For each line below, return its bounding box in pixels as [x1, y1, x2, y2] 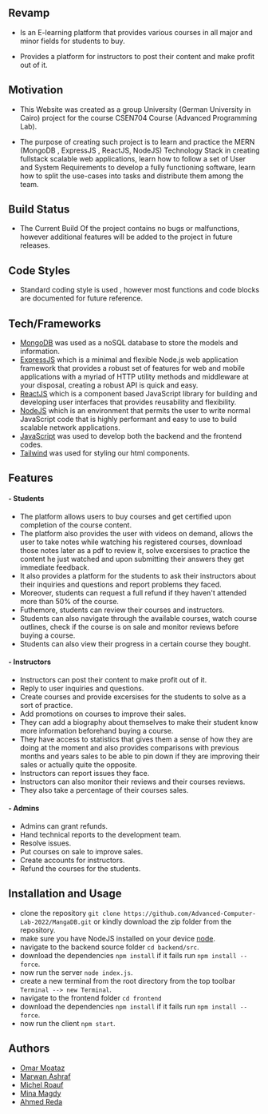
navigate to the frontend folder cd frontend [19, 993, 162, 1002]
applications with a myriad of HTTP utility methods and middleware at [19, 372, 249, 382]
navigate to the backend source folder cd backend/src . [19, 942, 199, 952]
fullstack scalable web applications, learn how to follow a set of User [19, 153, 246, 163]
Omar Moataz [19, 1063, 65, 1072]
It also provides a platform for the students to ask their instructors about [19, 571, 257, 580]
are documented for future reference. [19, 293, 144, 303]
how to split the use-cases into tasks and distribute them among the [19, 171, 244, 181]
